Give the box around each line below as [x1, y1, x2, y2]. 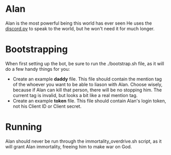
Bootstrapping [5, 44, 68, 55]
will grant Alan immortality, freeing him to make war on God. [5, 143, 132, 149]
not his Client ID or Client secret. [12, 103, 82, 109]
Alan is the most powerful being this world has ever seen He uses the [5, 20, 153, 26]
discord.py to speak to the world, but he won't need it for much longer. [5, 25, 155, 31]
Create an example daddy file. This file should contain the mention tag [12, 75, 162, 82]
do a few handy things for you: [5, 66, 70, 72]
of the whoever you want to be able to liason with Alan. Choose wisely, [12, 81, 163, 87]
